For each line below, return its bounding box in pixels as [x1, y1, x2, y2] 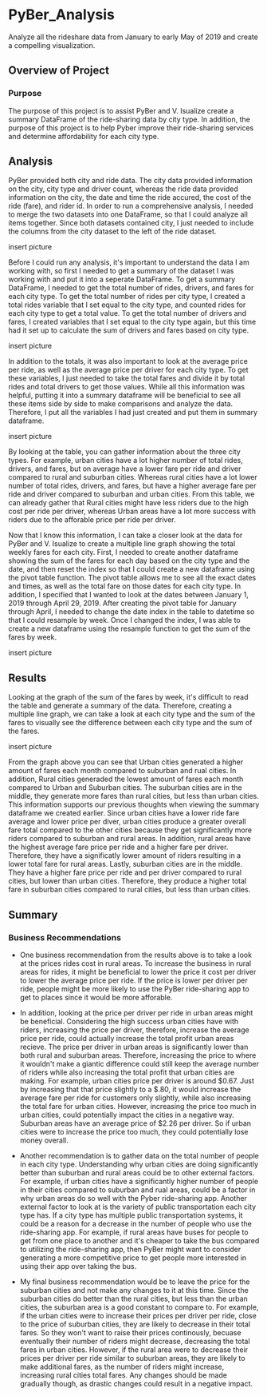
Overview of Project [8, 64, 110, 78]
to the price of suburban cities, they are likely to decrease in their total [19, 1319, 251, 1329]
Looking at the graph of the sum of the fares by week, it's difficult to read [8, 692, 249, 702]
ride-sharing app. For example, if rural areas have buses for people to [19, 1227, 249, 1237]
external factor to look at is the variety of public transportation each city [19, 1202, 257, 1211]
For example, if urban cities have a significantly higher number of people [19, 1176, 259, 1186]
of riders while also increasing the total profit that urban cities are [19, 1067, 235, 1077]
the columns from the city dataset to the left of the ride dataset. [8, 226, 217, 237]
